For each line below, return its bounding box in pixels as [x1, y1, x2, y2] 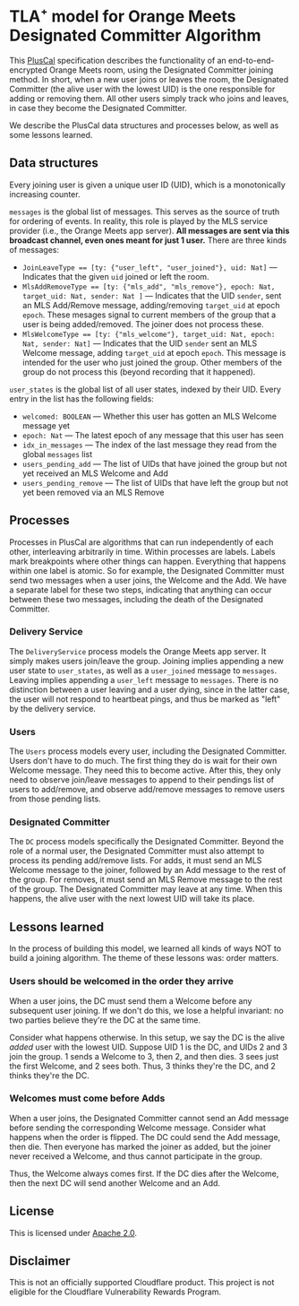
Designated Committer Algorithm [9, 25, 261, 46]
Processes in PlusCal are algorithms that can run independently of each [9, 536, 274, 548]
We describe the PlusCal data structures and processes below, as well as [9, 119, 279, 131]
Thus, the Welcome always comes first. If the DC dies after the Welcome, [9, 1168, 279, 1179]
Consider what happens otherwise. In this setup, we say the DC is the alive [9, 1032, 285, 1042]
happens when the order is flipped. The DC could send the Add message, [9, 1131, 281, 1142]
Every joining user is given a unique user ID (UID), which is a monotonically [9, 179, 286, 190]
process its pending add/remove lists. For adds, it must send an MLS [9, 855, 262, 866]
